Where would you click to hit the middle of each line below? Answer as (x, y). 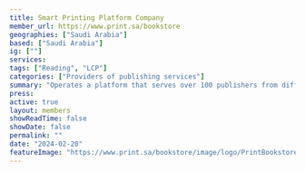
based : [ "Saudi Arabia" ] (56, 43)
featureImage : (36, 152)
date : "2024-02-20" (46, 144)
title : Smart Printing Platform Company (87, 18)
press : (22, 93)
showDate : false (40, 128)
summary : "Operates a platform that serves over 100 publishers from (144, 85)
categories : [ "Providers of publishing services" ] (107, 77)
